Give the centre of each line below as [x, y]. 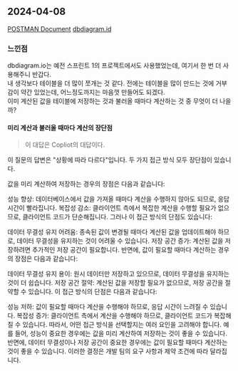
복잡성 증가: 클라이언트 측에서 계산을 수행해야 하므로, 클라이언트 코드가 [114, 315]
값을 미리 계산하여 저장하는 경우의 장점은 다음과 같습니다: [86, 184]
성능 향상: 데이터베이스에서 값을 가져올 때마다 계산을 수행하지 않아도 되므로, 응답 [119, 199]
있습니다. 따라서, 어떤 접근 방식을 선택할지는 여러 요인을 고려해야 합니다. [122, 325]
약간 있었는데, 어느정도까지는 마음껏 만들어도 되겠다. [93, 93]
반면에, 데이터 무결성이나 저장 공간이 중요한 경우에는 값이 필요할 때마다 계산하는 [118, 343]
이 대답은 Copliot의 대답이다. [65, 145]
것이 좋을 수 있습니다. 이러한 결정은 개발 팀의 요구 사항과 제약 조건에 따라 [108, 351]
